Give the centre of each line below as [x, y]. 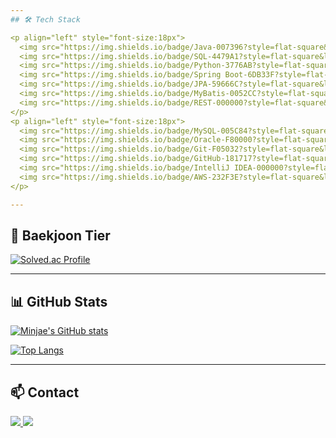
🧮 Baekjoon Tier [60, 235]
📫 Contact [45, 392]
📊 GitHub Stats [59, 301]
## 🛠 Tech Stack [45, 19]
